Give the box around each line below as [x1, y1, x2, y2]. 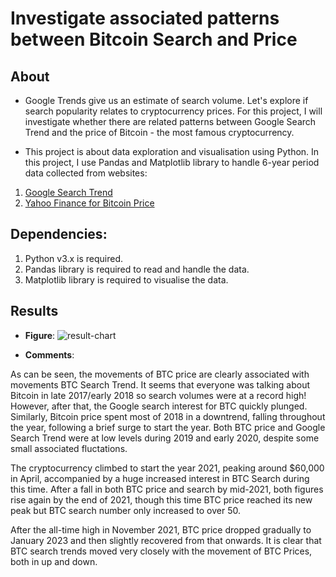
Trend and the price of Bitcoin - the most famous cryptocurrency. [24, 127, 295, 138]
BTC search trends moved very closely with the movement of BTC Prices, [10, 545, 313, 557]
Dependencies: [10, 226, 108, 243]
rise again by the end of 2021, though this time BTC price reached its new [10, 493, 313, 506]
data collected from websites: [24, 167, 148, 179]
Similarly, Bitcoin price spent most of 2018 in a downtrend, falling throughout [10, 410, 326, 422]
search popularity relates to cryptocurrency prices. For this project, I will [24, 105, 323, 117]
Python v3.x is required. [24, 252, 124, 264]
